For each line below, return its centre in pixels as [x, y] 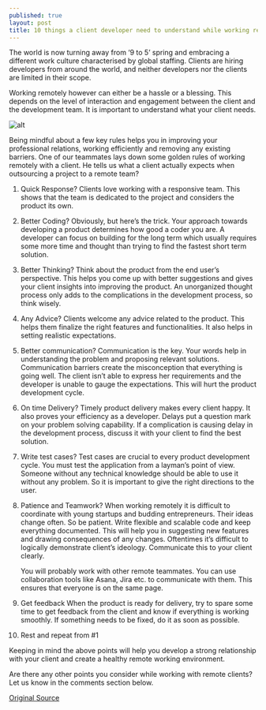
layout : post [30, 23]
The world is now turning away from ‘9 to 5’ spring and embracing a [119, 53]
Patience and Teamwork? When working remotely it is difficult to [126, 506]
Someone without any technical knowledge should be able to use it [129, 473]
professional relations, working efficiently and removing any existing [120, 149]
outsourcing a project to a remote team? [74, 174]
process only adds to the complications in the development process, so [137, 295]
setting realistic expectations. [68, 335]
